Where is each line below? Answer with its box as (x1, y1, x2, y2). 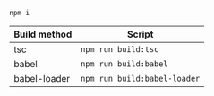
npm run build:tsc (80, 45, 159, 54)
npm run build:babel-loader (80, 74, 201, 83)
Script (126, 28, 154, 40)
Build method (13, 28, 73, 40)
